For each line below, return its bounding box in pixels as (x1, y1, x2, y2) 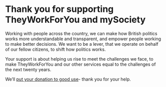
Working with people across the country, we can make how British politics (5, 30, 157, 36)
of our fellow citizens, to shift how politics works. (5, 46, 106, 52)
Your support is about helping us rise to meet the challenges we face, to (5, 56, 153, 62)
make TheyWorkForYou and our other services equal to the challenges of (5, 61, 156, 67)
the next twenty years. (5, 66, 51, 73)
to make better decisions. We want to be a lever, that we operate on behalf (5, 41, 158, 47)
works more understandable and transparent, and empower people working (5, 36, 161, 42)
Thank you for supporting (5, 3, 114, 15)
